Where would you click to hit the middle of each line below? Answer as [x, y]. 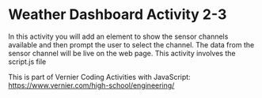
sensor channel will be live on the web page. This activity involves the [122, 53]
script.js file [27, 62]
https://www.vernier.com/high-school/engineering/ [91, 85]
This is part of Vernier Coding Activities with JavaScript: [100, 77]
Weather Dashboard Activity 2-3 [118, 15]
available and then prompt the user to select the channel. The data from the [131, 44]
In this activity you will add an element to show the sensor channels [118, 36]
